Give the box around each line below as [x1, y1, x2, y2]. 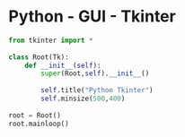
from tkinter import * [8, 36, 93, 45]
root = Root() [8, 110, 62, 120]
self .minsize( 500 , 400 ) [40, 94, 126, 104]
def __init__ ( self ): [24, 61, 101, 70]
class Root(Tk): [8, 52, 69, 62]
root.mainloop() [8, 119, 69, 128]
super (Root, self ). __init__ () [40, 69, 150, 78]
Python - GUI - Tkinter [8, 6, 176, 27]
